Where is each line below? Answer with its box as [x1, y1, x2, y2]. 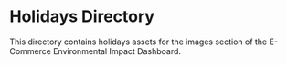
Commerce [9, 45, 52, 56]
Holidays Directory [9, 6, 155, 27]
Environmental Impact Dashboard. [53, 45, 181, 56]
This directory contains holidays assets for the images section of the [9, 36, 268, 47]
